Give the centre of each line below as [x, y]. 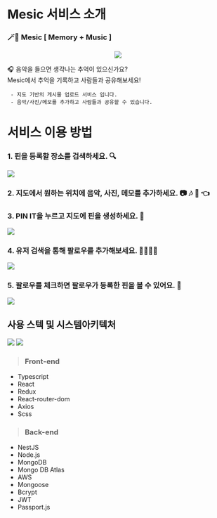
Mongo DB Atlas [41, 470]
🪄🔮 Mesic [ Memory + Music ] [60, 37]
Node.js [29, 455]
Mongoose [33, 485]
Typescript [33, 376]
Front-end [42, 361]
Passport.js [34, 507]
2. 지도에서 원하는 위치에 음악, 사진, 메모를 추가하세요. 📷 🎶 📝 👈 [109, 193]
